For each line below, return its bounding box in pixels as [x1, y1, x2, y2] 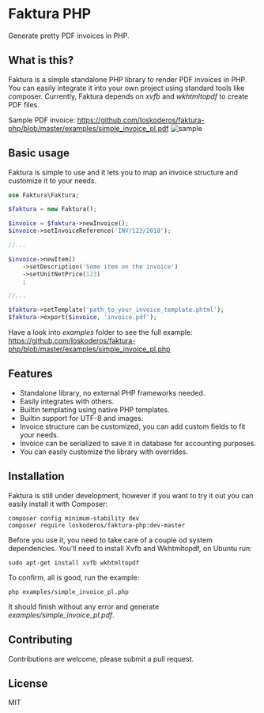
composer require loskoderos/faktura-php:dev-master [8, 521, 186, 529]
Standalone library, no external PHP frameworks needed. [19, 388, 206, 397]
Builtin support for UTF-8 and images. [19, 413, 144, 422]
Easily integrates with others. [19, 396, 115, 406]
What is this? [8, 54, 74, 67]
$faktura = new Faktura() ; [8, 205, 97, 213]
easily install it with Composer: [8, 499, 108, 508]
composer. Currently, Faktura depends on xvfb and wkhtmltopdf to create [8, 92, 249, 101]
